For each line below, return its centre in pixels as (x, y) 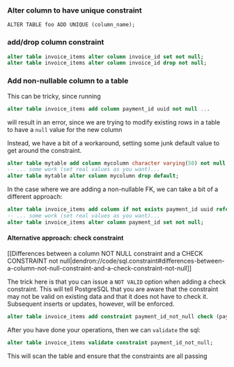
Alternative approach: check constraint (65, 238)
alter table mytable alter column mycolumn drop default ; (93, 176)
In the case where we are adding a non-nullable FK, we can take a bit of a (113, 189)
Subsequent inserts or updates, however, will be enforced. (91, 304)
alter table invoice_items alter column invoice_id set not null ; (106, 57)
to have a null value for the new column (65, 129)
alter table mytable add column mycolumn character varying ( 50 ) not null (117, 163)
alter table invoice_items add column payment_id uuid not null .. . (109, 109)
